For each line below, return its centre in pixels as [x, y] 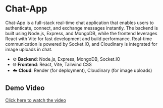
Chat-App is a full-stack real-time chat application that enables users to [79, 23]
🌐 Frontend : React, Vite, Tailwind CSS [52, 64]
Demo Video [25, 88]
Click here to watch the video [36, 100]
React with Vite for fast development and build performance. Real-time [79, 39]
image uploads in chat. [29, 49]
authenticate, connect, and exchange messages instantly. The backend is [82, 28]
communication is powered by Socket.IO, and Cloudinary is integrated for [81, 44]
